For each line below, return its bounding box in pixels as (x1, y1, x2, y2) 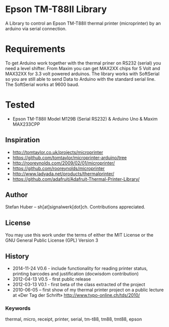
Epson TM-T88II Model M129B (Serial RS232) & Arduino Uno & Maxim (12, 116, 158, 122)
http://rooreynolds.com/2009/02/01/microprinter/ (12, 160, 115, 166)
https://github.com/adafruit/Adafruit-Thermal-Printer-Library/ (12, 176, 140, 182)
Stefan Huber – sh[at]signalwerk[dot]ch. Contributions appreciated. (5, 204, 145, 210)
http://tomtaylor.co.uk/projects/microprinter (12, 149, 103, 155)
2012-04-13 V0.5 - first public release (12, 276, 91, 282)
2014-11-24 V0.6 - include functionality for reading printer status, (12, 265, 148, 271)
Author (5, 191, 28, 199)
